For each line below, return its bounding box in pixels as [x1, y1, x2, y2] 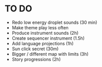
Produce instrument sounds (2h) [11, 30, 79, 36]
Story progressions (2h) [11, 56, 61, 62]
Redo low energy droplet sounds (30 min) [11, 19, 98, 25]
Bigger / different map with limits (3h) [11, 51, 89, 57]
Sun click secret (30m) [11, 46, 59, 52]
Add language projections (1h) [11, 40, 74, 46]
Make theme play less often [11, 24, 69, 30]
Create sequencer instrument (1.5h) [11, 35, 85, 41]
